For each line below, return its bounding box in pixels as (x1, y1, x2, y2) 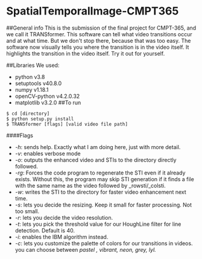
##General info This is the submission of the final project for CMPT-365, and (6, 24, 197, 31)
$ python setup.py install (6, 116, 74, 122)
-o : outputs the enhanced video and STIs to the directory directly (14, 156, 177, 164)
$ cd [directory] (6, 110, 50, 117)
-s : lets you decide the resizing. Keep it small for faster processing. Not (14, 201, 192, 208)
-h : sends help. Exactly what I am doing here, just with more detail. (14, 143, 181, 150)
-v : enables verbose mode (14, 150, 81, 157)
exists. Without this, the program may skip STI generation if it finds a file (14, 175, 194, 182)
